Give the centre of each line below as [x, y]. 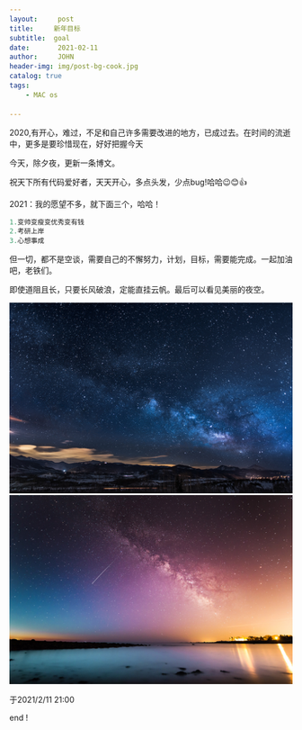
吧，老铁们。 [33, 271]
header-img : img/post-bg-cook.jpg [74, 67]
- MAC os [42, 95]
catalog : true [36, 77]
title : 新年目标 [45, 28]
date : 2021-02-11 [54, 48]
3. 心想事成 [27, 241]
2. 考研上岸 [27, 231]
